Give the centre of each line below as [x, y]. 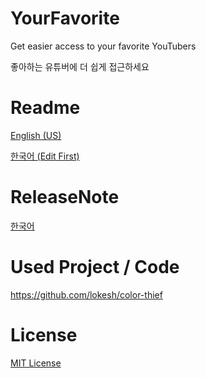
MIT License [36, 363]
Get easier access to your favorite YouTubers [103, 46]
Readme [45, 108]
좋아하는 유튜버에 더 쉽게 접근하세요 [80, 66]
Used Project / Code [95, 267]
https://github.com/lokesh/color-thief [86, 294]
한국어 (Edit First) [45, 156]
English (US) [36, 135]
